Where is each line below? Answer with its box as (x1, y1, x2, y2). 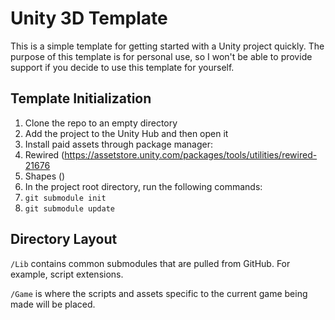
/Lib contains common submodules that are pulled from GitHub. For (10, 257, 291, 269)
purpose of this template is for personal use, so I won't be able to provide (10, 50, 313, 62)
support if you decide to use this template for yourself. (10, 61, 235, 73)
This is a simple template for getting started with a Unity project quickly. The (10, 40, 325, 52)
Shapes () (24, 170, 66, 182)
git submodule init (24, 193, 107, 203)
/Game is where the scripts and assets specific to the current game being (10, 287, 308, 299)
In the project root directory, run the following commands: (24, 180, 263, 192)
